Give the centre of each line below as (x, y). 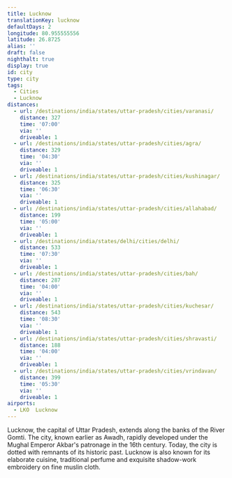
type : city (23, 79)
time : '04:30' (40, 157)
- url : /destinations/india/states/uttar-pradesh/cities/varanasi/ (114, 111)
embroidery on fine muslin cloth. (54, 467)
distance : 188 (40, 345)
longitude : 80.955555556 (43, 33)
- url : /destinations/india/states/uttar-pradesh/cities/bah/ (106, 273)
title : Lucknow (29, 14)
